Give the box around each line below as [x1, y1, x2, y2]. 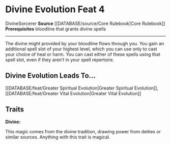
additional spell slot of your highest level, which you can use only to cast [5, 46, 157, 52]
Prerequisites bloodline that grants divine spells [5, 25, 106, 32]
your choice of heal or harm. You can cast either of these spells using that [5, 51, 160, 57]
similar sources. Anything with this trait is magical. [5, 134, 110, 140]
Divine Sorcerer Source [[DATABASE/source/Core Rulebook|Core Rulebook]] [5, 20, 165, 26]
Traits [5, 105, 24, 114]
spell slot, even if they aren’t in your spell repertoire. [5, 56, 115, 63]
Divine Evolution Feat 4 [5, 4, 105, 15]
